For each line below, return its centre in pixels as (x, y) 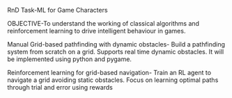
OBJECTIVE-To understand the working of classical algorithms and (103, 23)
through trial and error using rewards (60, 87)
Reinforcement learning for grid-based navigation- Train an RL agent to (109, 73)
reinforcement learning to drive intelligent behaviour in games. (96, 31)
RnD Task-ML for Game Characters (57, 10)
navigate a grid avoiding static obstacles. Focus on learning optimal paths (113, 80)
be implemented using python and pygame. (70, 59)
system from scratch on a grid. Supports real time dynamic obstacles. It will (116, 52)
